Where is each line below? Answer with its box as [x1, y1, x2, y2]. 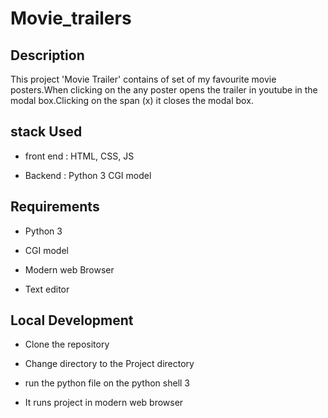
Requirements [10, 198, 100, 216]
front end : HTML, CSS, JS [24, 150, 135, 162]
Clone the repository [24, 338, 110, 351]
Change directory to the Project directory [24, 358, 195, 370]
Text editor [24, 283, 70, 295]
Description [10, 47, 85, 64]
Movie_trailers [10, 7, 132, 30]
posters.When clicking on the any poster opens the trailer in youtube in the [10, 84, 318, 96]
